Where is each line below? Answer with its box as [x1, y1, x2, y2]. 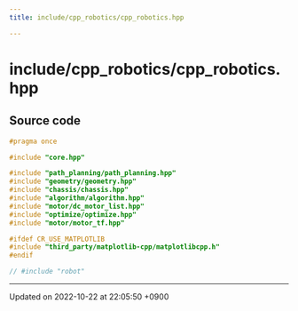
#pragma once [9, 137, 58, 146]
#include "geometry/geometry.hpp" [9, 177, 137, 187]
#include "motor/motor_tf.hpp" [9, 219, 125, 227]
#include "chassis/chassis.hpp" [9, 186, 129, 195]
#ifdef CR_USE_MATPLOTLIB [9, 235, 105, 243]
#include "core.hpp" [9, 153, 86, 162]
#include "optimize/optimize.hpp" [9, 210, 137, 219]
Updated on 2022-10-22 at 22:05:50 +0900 [9, 291, 169, 302]
